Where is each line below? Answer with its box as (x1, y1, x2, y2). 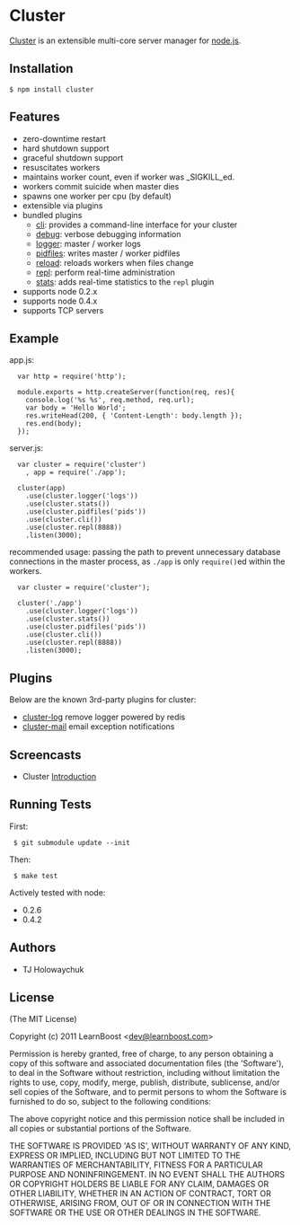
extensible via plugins (22, 199, 103, 211)
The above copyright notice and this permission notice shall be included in (9, 1114, 285, 1124)
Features (9, 110, 60, 125)
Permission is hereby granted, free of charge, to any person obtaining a (9, 1048, 274, 1060)
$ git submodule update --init (13, 838, 130, 847)
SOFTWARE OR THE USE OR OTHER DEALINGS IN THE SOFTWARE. (9, 1207, 261, 1218)
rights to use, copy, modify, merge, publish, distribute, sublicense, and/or (9, 1077, 280, 1088)
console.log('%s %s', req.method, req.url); (25, 396, 195, 405)
